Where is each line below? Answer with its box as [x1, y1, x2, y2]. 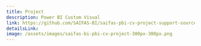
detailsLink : [6, 25, 39, 32]
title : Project [6, 8, 44, 15]
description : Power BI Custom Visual [6, 14, 100, 20]
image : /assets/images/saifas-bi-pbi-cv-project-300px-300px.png [6, 31, 172, 37]
